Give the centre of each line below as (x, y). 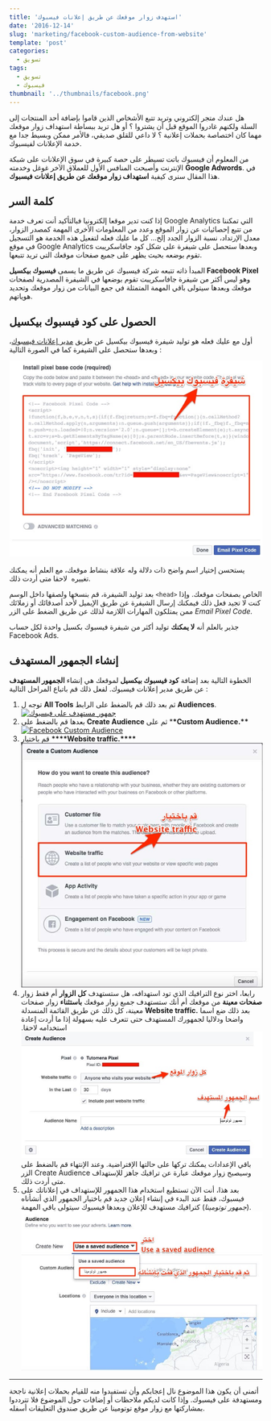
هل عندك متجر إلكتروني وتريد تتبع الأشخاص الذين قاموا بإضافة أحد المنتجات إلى (127, 118)
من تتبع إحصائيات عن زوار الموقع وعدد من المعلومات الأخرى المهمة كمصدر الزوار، (131, 229)
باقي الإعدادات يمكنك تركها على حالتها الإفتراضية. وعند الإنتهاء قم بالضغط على (136, 1165)
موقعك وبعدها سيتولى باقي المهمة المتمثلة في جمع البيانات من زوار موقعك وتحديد (131, 288)
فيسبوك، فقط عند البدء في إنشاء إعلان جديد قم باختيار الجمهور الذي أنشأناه (132, 1198)
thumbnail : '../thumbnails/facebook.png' (80, 94)
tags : (18, 69)
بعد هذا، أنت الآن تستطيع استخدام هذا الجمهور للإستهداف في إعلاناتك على (130, 1190)
